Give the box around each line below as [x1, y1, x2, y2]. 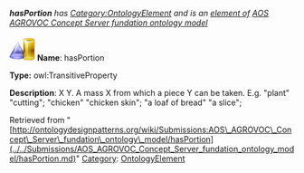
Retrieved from [9, 115, 65, 125]
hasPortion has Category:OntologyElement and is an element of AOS [9, 8, 270, 18]
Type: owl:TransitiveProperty [9, 70, 118, 81]
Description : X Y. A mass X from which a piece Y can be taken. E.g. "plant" [9, 88, 290, 98]
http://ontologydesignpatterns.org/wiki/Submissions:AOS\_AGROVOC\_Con [12, 124, 292, 135]
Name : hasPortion [36, 53, 105, 62]
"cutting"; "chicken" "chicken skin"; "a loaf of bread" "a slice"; [9, 97, 242, 108]
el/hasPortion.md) [9, 153, 77, 164]
